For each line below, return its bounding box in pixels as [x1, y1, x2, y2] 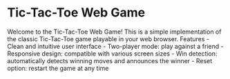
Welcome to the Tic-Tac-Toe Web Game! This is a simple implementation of [7, 27, 222, 36]
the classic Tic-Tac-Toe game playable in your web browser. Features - [7, 34, 209, 43]
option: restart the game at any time [7, 64, 109, 72]
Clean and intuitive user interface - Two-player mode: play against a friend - [7, 42, 224, 50]
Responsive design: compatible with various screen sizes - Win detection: [7, 49, 218, 58]
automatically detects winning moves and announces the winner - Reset [7, 56, 213, 65]
